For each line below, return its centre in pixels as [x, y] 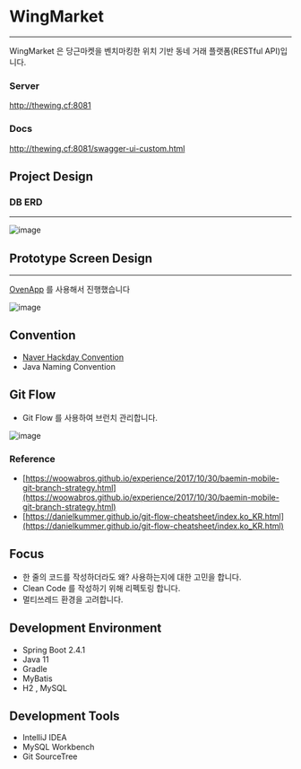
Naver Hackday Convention [73, 357]
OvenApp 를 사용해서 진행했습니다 [70, 290]
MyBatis [37, 678]
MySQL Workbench [58, 747]
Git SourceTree [50, 756]
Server [25, 85]
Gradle [34, 669]
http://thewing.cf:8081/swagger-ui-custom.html [97, 148]
